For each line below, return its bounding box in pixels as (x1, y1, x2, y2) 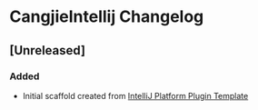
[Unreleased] (9, 43, 86, 58)
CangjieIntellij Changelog (9, 6, 204, 27)
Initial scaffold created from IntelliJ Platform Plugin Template (22, 90, 249, 101)
